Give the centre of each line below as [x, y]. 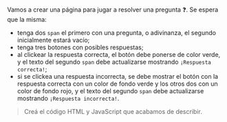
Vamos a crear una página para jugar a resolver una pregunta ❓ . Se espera [113, 10]
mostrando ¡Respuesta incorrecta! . [68, 98]
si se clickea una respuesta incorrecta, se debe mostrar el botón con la [118, 76]
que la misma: [27, 20]
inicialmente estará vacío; [53, 40]
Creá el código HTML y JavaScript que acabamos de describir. [113, 111]
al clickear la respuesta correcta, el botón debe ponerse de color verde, [119, 54]
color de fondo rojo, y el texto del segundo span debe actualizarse [110, 91]
